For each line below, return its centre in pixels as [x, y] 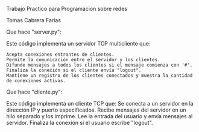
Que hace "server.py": [34, 32]
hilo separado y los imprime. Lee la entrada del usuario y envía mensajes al [99, 116]
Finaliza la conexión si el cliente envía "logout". [74, 70]
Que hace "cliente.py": [34, 92]
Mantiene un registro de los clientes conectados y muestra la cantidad [99, 76]
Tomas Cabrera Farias [34, 20]
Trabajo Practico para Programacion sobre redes [67, 9]
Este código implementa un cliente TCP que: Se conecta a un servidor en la [100, 103]
